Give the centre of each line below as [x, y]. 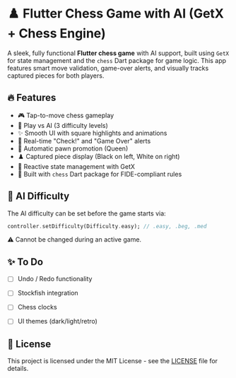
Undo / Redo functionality [55, 279]
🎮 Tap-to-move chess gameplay [66, 115]
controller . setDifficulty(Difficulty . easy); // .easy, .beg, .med [107, 226]
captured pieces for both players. [56, 76]
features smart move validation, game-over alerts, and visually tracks [108, 68]
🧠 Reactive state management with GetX [76, 166]
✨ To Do [25, 262]
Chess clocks [37, 307]
